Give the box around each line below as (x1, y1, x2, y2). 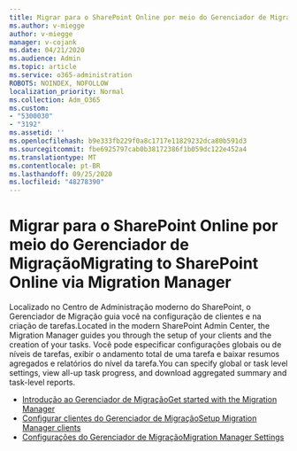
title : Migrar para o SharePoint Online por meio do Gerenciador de (9, 12, 267, 22)
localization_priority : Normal (9, 87, 125, 96)
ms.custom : (9, 104, 49, 113)
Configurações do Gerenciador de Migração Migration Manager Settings (21, 432, 285, 443)
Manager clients (21, 423, 81, 433)
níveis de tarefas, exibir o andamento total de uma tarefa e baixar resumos (9, 349, 280, 360)
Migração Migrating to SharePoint (9, 253, 259, 274)
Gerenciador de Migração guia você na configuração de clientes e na (9, 311, 263, 322)
